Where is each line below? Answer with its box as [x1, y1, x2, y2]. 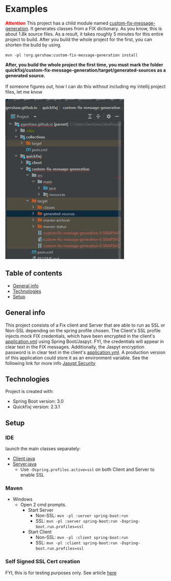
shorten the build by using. [5, 41, 62, 48]
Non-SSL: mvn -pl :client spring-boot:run [35, 534, 129, 541]
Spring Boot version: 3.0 [12, 398, 64, 404]
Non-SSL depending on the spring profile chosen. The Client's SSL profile [5, 327, 161, 333]
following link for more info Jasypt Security [5, 360, 96, 366]
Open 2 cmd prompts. [20, 502, 67, 508]
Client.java [12, 456, 35, 462]
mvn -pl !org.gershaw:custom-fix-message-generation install [5, 52, 138, 58]
